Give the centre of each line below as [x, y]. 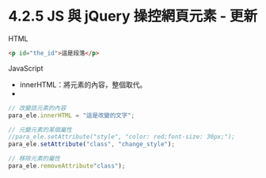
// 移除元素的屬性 [34, 159]
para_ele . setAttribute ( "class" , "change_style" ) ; [92, 144]
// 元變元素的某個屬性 [40, 130]
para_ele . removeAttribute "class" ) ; [67, 166]
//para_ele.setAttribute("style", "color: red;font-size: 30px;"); [122, 137]
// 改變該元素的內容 [37, 108]
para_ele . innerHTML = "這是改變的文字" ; [72, 116]
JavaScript [26, 68]
